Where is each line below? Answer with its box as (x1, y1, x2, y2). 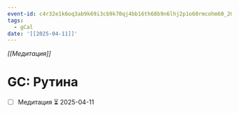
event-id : (7, 10, 37, 18)
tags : (7, 17, 23, 24)
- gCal (14, 23, 33, 30)
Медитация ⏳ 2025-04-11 (17, 98, 95, 107)
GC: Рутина (7, 74, 78, 90)
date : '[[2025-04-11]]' (7, 30, 78, 37)
